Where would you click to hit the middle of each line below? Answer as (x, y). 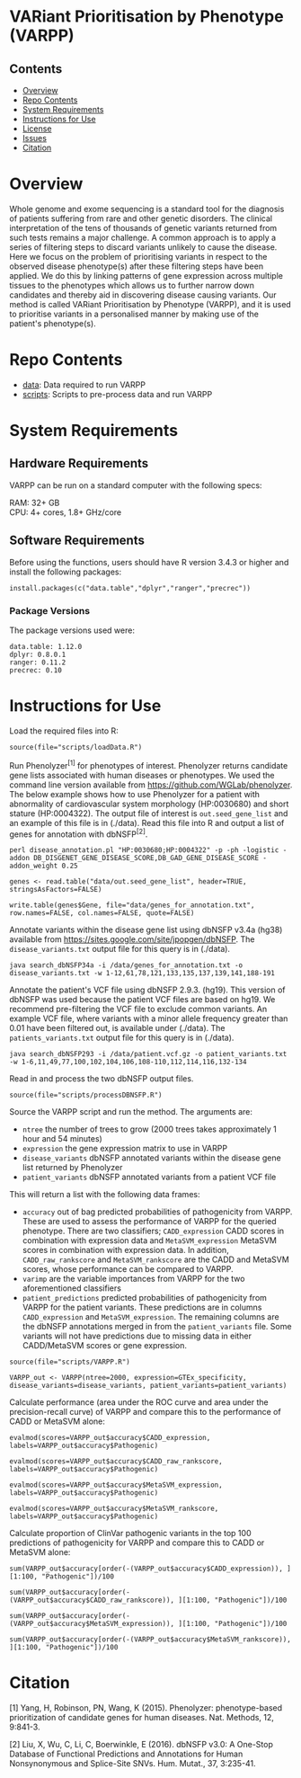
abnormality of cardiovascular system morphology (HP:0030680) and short (149, 804)
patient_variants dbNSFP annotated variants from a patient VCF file (149, 1177)
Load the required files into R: (64, 731)
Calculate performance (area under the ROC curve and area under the (139, 1402)
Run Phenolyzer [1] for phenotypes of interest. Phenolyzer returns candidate (149, 764)
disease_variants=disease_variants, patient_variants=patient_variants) (148, 1386)
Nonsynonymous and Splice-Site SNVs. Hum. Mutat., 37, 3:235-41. (133, 1764)
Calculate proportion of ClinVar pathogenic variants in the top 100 (130, 1534)
